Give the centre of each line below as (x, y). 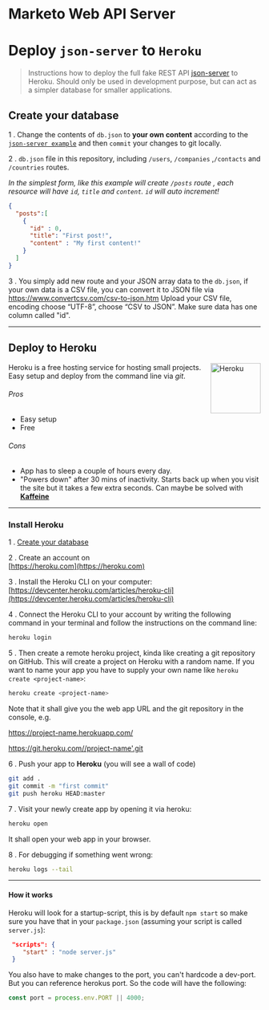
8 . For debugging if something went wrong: (81, 854)
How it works (31, 895)
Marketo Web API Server (92, 14)
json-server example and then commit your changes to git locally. (115, 143)
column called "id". (39, 315)
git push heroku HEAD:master (57, 793)
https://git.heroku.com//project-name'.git (76, 748)
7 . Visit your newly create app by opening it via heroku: (100, 808)
